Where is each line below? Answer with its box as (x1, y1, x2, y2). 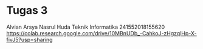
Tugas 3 (6, 4, 48, 17)
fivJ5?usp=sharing (6, 36, 53, 43)
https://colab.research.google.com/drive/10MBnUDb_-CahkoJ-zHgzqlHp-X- (6, 29, 198, 36)
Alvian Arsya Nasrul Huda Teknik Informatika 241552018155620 (6, 23, 165, 30)
